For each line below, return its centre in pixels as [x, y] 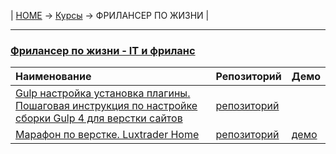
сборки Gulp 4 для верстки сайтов [99, 118]
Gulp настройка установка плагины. [103, 93]
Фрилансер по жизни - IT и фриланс [103, 50]
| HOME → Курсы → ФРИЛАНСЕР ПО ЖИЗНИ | [110, 15]
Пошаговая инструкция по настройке [106, 106]
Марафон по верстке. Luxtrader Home [107, 135]
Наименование [53, 77]
